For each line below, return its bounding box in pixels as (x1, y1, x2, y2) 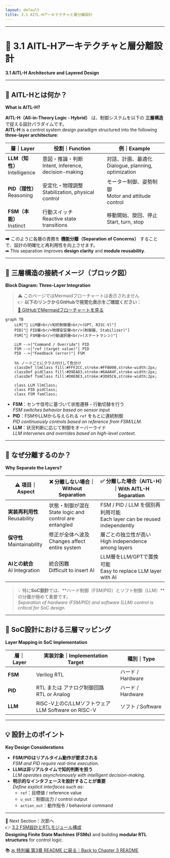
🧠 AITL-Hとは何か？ (5, 91, 67, 99)
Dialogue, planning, (106, 162, 153, 169)
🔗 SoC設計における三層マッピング (5, 625, 111, 634)
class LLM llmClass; (14, 383, 58, 388)
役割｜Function (54, 145, 91, 152)
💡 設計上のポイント (5, 731, 65, 739)
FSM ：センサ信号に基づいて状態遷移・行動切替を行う (12, 401, 124, 407)
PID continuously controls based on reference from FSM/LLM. (12, 418, 142, 425)
